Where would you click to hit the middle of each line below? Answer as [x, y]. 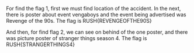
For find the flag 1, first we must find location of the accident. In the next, [93, 8]
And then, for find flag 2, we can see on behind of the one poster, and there [97, 32]
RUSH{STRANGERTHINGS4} [41, 44]
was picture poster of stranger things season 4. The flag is [77, 38]
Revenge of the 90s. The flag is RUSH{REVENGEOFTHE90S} [79, 21]
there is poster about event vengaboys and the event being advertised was [96, 15]
